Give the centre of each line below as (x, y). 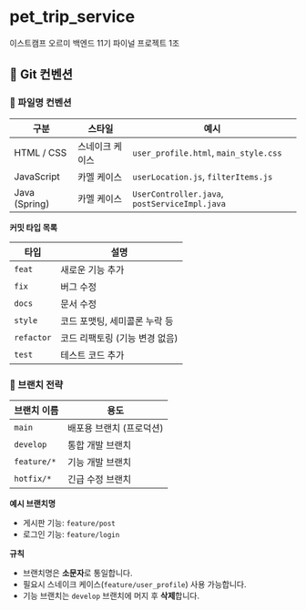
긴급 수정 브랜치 (99, 479)
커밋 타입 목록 (33, 227)
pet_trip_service (72, 17)
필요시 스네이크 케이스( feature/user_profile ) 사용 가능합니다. (134, 584)
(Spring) (32, 204)
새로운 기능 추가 (92, 269)
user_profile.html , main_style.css (207, 152)
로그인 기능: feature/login (71, 534)
